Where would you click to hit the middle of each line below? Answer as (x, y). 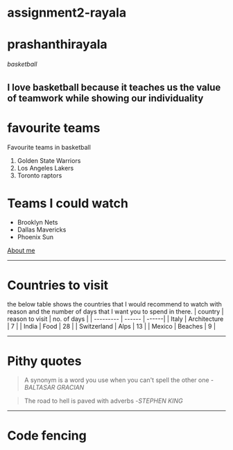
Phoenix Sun (35, 237)
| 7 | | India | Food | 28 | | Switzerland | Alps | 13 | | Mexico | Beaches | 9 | (112, 327)
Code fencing (47, 435)
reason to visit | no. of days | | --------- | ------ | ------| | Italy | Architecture (115, 319)
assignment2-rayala (67, 13)
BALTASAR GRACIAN (54, 388)
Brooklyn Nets (37, 223)
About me (21, 250)
